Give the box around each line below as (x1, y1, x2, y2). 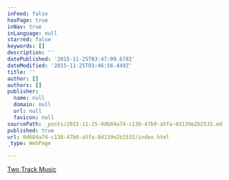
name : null (13, 95, 45, 102)
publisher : (7, 88, 39, 95)
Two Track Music (7, 165, 57, 174)
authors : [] (7, 82, 42, 89)
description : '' (7, 50, 54, 57)
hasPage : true (7, 17, 49, 24)
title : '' (7, 68, 36, 75)
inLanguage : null (7, 29, 58, 37)
